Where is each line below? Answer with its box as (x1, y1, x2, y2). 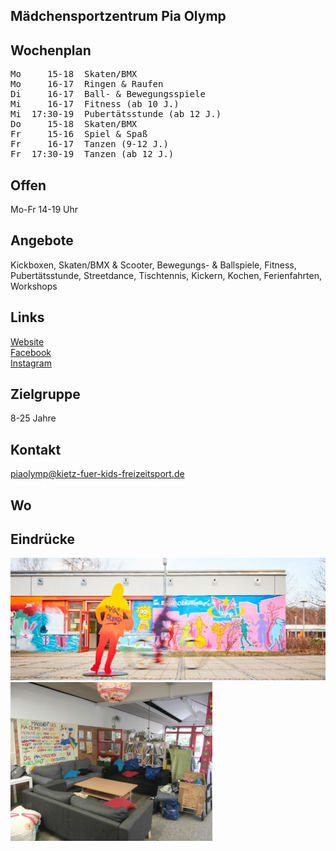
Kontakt (10, 441, 62, 458)
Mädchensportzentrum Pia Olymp (10, 8, 227, 25)
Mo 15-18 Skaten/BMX (10, 69, 138, 80)
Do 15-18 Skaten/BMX (10, 119, 138, 130)
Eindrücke (10, 531, 75, 548)
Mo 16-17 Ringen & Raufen (10, 79, 164, 90)
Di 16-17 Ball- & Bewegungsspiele (10, 89, 206, 100)
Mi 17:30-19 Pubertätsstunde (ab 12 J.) (10, 109, 222, 120)
